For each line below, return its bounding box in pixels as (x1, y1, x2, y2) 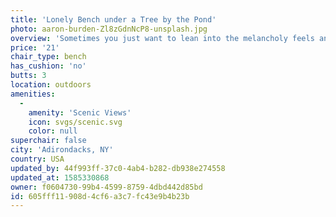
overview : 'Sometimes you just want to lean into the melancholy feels (10, 33, 315, 43)
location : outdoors (10, 80, 92, 90)
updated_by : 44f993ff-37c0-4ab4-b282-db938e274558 (10, 163, 226, 173)
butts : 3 (10, 71, 47, 81)
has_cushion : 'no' (10, 61, 87, 71)
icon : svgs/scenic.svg (28, 117, 123, 127)
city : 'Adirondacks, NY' (10, 145, 114, 155)
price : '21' (10, 42, 60, 53)
